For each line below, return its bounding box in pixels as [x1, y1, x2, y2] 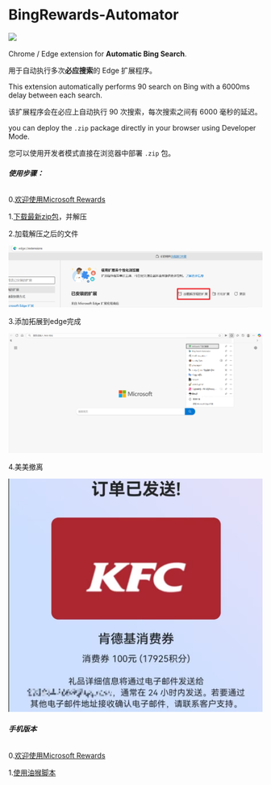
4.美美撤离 [8, 462, 44, 472]
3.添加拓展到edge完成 [8, 316, 81, 326]
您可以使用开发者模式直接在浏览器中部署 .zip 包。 [8, 147, 176, 158]
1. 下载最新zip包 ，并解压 [8, 212, 87, 222]
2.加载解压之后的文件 [8, 229, 79, 239]
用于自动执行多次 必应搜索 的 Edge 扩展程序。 [8, 65, 157, 75]
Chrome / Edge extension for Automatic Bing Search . [8, 48, 187, 58]
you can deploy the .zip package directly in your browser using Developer [8, 123, 256, 132]
